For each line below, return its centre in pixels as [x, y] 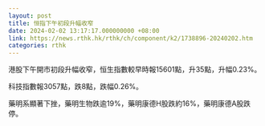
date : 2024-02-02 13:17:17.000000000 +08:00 [84, 30]
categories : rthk [37, 46]
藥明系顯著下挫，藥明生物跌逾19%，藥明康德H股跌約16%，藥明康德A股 [126, 104]
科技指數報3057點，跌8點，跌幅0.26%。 [75, 87]
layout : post [30, 16]
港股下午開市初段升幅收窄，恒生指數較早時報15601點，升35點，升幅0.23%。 [135, 70]
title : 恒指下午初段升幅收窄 [51, 23]
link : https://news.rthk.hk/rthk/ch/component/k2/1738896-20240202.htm [130, 38]
